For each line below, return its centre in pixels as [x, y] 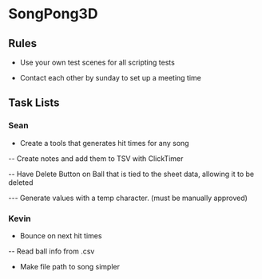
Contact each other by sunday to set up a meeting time [110, 78]
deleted [21, 182]
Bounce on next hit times [61, 235]
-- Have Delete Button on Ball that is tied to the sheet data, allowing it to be [131, 174]
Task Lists [34, 103]
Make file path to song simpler [69, 266]
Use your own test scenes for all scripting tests [97, 62]
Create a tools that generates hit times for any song [104, 143]
